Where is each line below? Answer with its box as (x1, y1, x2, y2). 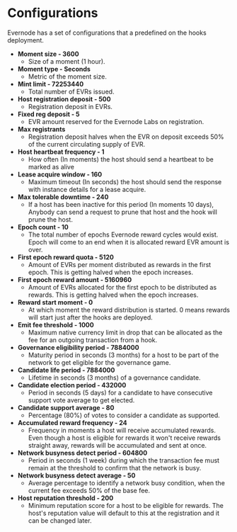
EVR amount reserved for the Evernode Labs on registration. (28, 117, 204, 125)
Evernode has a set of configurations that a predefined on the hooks (7, 28, 207, 37)
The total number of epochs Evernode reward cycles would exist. (28, 230, 219, 239)
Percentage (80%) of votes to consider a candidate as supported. (28, 411, 221, 419)
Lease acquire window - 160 (17, 170, 103, 179)
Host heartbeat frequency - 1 (17, 147, 105, 156)
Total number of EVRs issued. (28, 87, 115, 96)
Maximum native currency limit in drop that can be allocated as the (28, 328, 223, 336)
